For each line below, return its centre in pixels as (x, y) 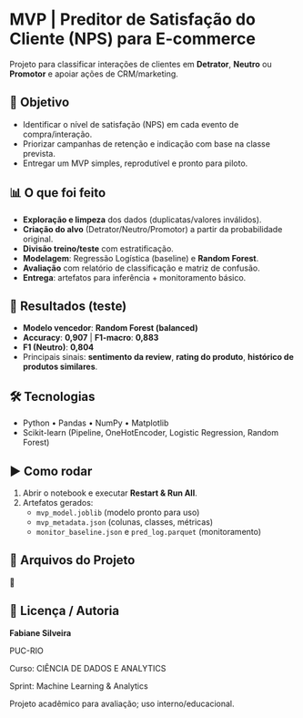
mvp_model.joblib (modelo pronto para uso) (118, 512)
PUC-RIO (26, 651)
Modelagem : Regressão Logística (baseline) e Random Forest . (141, 258)
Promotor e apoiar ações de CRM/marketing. (94, 74)
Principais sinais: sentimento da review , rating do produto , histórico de (158, 357)
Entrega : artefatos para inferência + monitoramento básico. (134, 277)
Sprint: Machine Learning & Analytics (79, 686)
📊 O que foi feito (58, 193)
